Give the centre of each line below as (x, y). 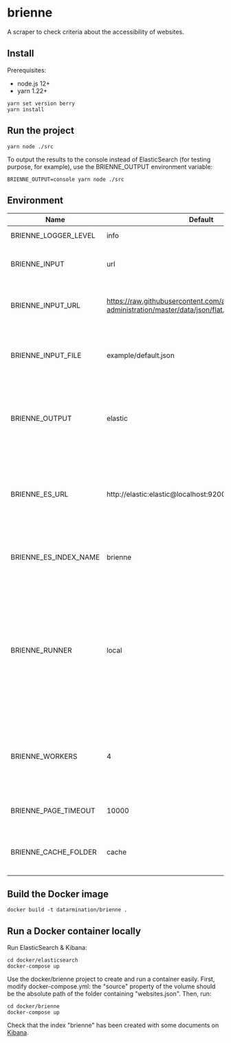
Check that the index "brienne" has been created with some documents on (113, 1025)
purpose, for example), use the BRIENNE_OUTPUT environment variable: (110, 166)
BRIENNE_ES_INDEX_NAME (55, 557)
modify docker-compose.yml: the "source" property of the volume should (111, 986)
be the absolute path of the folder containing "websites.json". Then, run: (109, 994)
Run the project (41, 131)
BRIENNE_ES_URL (40, 495)
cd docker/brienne (33, 1006)
